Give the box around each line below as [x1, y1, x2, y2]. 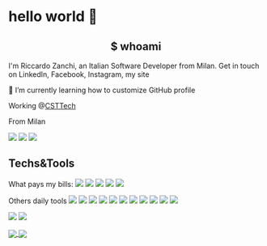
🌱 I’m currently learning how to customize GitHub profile [8, 85, 196, 95]
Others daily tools [8, 196, 67, 206]
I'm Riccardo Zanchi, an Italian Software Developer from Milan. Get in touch [8, 61, 260, 70]
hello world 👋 [8, 7, 98, 26]
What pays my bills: [8, 179, 74, 189]
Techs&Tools [8, 157, 75, 171]
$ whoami [110, 40, 162, 53]
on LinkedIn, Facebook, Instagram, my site [8, 70, 150, 79]
